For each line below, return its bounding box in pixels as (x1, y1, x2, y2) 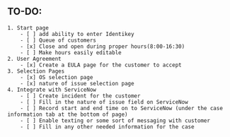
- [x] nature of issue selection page (20, 80, 134, 87)
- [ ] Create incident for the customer (20, 92, 141, 100)
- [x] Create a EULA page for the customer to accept (20, 61, 182, 68)
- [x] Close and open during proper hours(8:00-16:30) (20, 42, 185, 50)
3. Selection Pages (7, 67, 65, 75)
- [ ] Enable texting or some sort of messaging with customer (20, 117, 211, 124)
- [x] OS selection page (20, 73, 93, 81)
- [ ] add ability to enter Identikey (20, 30, 134, 37)
